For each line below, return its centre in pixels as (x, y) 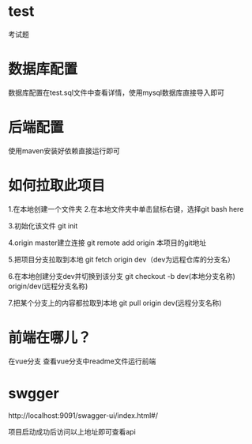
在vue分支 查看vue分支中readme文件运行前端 (82, 361)
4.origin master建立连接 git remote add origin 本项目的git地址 (107, 243)
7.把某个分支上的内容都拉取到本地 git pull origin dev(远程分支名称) (115, 303)
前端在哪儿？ (50, 337)
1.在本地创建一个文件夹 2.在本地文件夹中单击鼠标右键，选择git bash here (126, 209)
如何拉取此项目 (57, 186)
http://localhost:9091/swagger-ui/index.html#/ (83, 415)
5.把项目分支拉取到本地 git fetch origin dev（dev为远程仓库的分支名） (122, 259)
